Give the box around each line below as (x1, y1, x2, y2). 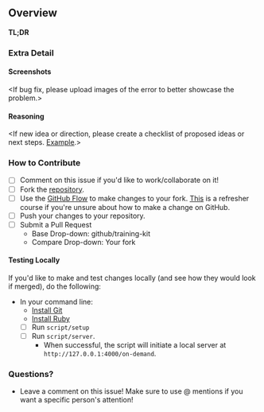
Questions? (8, 369, 54, 379)
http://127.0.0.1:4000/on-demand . (43, 349, 157, 359)
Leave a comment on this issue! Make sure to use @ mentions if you (19, 387, 244, 396)
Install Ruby (31, 313, 70, 323)
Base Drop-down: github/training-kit (31, 228, 151, 238)
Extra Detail (8, 47, 54, 58)
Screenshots (8, 67, 52, 76)
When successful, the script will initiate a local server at (43, 340, 227, 350)
